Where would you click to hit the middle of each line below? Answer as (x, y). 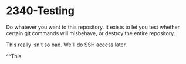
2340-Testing (40, 11)
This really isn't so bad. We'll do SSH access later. (67, 45)
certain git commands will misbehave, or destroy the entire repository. (91, 33)
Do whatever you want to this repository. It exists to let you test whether (93, 27)
